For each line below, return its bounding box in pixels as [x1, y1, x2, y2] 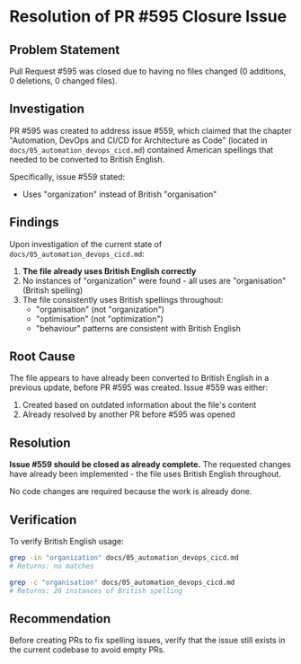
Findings [9, 215, 60, 230]
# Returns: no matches [9, 562, 94, 571]
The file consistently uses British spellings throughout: [22, 294, 224, 305]
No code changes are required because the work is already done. [9, 486, 252, 497]
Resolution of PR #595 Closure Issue [9, 6, 288, 27]
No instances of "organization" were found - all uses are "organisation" [22, 275, 287, 286]
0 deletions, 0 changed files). [9, 75, 119, 86]
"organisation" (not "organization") [35, 304, 164, 314]
